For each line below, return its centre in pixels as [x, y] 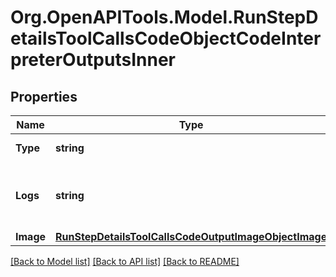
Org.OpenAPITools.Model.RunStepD [164, 17]
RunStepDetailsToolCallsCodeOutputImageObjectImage [191, 236]
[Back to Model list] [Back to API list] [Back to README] [125, 261]
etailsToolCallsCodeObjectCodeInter [166, 38]
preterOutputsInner [93, 60]
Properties [44, 96]
